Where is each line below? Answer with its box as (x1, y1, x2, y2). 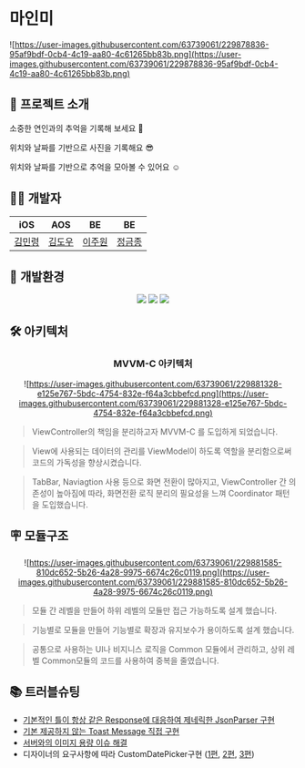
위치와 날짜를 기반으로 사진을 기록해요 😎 (9, 142, 155, 153)
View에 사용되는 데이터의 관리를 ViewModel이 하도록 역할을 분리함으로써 (31, 445, 292, 456)
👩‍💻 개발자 (9, 190, 62, 206)
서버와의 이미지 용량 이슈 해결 (22, 737, 127, 748)
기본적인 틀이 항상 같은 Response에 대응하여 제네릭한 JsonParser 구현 (22, 714, 275, 725)
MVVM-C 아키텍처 (113, 357, 193, 370)
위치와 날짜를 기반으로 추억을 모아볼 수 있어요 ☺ (9, 161, 180, 172)
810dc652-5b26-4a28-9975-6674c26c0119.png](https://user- (36, 567, 270, 578)
